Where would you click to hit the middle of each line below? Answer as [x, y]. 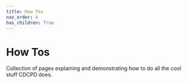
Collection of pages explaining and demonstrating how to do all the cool [94, 68]
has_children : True [30, 23]
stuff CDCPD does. [29, 75]
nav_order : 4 [22, 17]
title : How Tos [25, 12]
